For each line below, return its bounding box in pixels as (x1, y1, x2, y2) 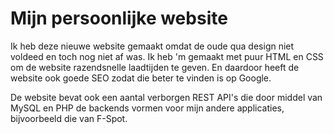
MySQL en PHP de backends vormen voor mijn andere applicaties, (10, 102, 285, 114)
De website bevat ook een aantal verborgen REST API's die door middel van (10, 91, 323, 103)
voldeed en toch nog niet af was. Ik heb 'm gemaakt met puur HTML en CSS (10, 50, 324, 62)
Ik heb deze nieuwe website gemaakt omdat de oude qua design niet (10, 40, 295, 52)
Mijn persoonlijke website (10, 7, 228, 30)
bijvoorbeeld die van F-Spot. (10, 112, 128, 124)
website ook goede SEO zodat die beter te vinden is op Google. (10, 72, 272, 84)
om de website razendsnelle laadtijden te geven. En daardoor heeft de (10, 61, 300, 73)
